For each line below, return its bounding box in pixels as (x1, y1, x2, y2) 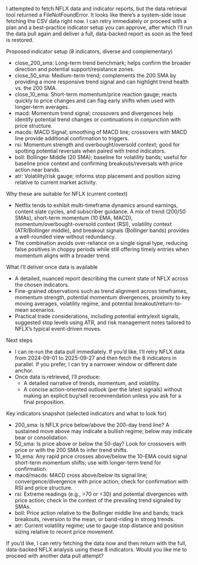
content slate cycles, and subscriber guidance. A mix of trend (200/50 (14, 208, 186, 215)
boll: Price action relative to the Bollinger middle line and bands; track (14, 509, 184, 516)
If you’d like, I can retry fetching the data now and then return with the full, (6, 540, 187, 547)
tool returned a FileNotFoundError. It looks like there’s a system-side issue (6, 11, 186, 18)
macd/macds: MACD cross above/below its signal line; (14, 472, 148, 479)
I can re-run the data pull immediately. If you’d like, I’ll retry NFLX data (14, 348, 185, 355)
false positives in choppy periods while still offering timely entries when (14, 246, 189, 253)
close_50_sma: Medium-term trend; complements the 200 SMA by (14, 72, 176, 79)
